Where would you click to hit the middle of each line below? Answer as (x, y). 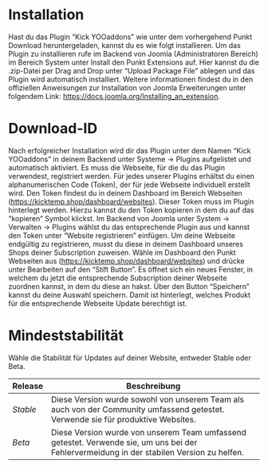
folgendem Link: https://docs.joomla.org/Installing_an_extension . (114, 96)
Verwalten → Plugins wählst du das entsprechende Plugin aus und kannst (129, 227)
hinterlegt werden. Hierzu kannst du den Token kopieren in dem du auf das (131, 210)
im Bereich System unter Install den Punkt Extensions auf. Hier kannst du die (134, 62)
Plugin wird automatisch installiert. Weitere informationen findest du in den (131, 79)
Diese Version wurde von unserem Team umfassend (149, 432)
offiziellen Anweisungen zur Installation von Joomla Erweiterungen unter (127, 87)
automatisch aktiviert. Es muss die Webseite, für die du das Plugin (117, 167)
